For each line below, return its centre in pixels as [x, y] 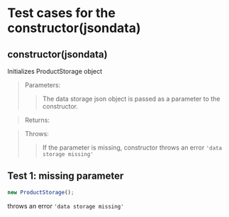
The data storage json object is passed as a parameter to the [131, 99]
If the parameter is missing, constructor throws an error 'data [132, 148]
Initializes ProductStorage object [55, 71]
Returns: [37, 120]
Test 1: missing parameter [66, 176]
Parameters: [43, 85]
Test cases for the [61, 13]
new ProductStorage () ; [41, 192]
